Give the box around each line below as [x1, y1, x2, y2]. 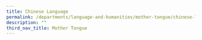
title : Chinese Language [6, 8, 69, 15]
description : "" [6, 19, 47, 25]
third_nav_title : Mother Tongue [6, 25, 87, 31]
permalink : [6, 14, 34, 20]
